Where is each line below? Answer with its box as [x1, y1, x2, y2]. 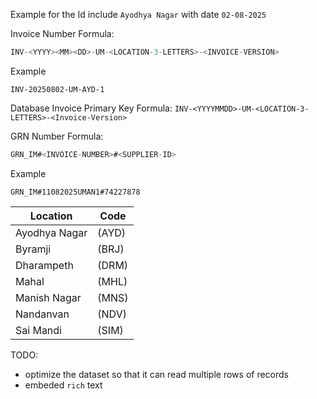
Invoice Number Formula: [10, 28, 115, 39]
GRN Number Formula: [10, 130, 104, 142]
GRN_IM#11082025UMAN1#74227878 [10, 187, 141, 197]
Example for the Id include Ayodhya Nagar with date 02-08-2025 [10, 9, 267, 20]
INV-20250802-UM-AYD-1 [10, 84, 105, 94]
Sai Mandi [15, 323, 62, 337]
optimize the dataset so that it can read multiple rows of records [24, 368, 290, 380]
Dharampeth [15, 258, 74, 272]
